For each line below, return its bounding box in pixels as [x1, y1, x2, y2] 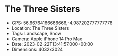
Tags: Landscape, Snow [11, 30, 62, 36]
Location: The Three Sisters [11, 25, 69, 31]
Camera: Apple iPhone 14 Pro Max [11, 36, 83, 42]
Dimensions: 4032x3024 [11, 46, 63, 52]
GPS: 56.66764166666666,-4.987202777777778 [11, 20, 113, 26]
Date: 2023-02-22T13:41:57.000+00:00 [11, 41, 93, 47]
